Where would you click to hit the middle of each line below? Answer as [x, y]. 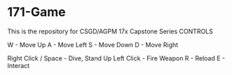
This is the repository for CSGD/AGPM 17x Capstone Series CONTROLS [110, 31]
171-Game [37, 12]
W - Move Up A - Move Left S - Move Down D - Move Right [93, 44]
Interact [19, 65]
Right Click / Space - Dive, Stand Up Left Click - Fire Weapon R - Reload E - [116, 58]
